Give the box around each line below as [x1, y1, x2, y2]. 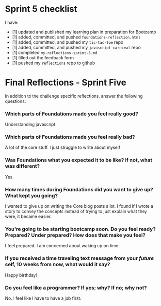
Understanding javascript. [5, 122, 57, 127]
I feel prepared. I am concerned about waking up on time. [5, 243, 120, 249]
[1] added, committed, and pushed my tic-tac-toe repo [12, 39, 124, 45]
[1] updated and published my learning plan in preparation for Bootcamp [12, 29, 156, 35]
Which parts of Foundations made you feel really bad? [5, 134, 135, 141]
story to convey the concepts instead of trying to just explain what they [5, 208, 147, 215]
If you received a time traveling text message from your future [5, 255, 154, 262]
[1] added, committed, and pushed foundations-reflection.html [12, 34, 141, 40]
